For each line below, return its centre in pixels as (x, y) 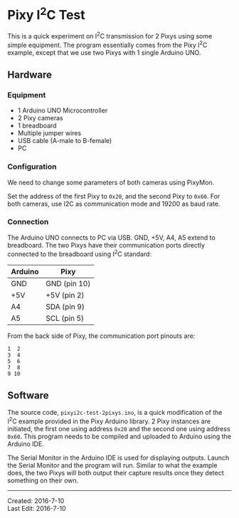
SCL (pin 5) (65, 318)
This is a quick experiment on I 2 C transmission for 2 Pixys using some (110, 35)
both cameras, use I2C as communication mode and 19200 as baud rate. (114, 203)
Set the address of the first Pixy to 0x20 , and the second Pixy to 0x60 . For (114, 196)
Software (28, 395)
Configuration (32, 166)
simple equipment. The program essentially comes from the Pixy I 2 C (107, 44)
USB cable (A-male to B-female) (65, 141)
